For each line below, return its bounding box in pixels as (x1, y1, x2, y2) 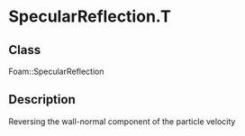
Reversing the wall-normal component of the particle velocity (8, 115, 236, 127)
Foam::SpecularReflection (8, 66, 104, 77)
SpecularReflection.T (8, 6, 172, 27)
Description (8, 92, 76, 107)
